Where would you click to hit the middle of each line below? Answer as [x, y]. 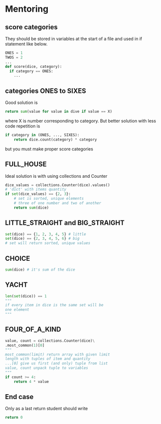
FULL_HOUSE [26, 164]
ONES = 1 [14, 53]
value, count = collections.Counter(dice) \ [50, 340]
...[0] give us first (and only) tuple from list [57, 363]
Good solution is [21, 103]
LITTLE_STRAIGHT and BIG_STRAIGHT [65, 223]
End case [20, 397]
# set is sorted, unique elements [49, 199]
